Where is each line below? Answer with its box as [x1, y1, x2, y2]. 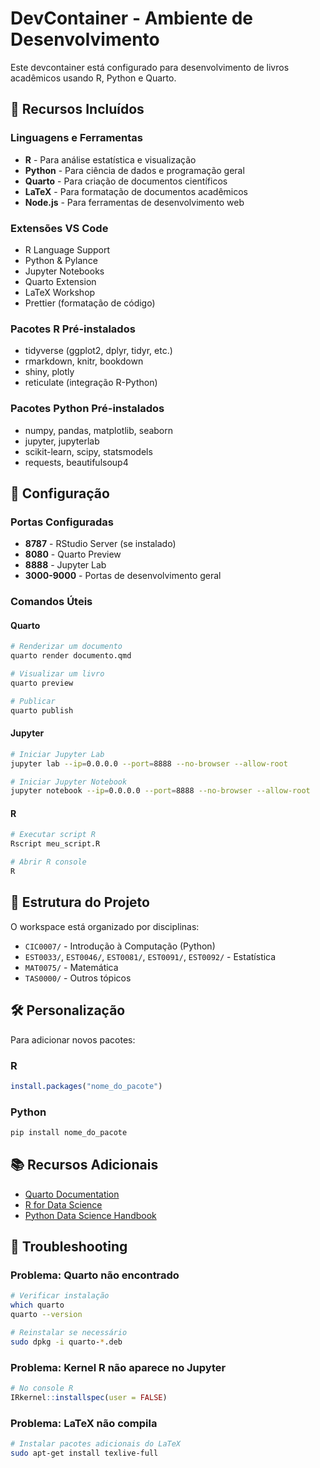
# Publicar [10, 696, 56, 706]
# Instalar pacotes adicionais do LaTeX [10, 1439, 182, 1449]
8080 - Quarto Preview [24, 548, 122, 561]
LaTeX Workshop [24, 286, 96, 298]
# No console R [10, 1383, 74, 1394]
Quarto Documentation [24, 1188, 120, 1200]
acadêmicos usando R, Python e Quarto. [10, 72, 177, 84]
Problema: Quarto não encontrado [10, 1268, 180, 1282]
